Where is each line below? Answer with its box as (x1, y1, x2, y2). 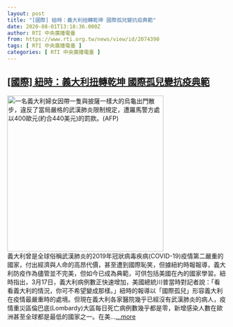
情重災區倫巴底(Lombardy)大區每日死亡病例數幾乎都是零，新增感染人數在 (7, 303, 217, 312)
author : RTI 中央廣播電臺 (7, 29, 76, 37)
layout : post (7, 10, 45, 17)
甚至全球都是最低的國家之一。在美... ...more (12, 312, 137, 321)
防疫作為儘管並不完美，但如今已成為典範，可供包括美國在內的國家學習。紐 (12, 269, 226, 277)
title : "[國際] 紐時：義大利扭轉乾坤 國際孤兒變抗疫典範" (7, 17, 156, 24)
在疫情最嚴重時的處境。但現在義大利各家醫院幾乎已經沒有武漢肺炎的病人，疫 (7, 295, 226, 303)
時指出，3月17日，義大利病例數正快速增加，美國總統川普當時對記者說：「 (7, 278, 215, 286)
